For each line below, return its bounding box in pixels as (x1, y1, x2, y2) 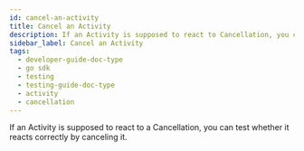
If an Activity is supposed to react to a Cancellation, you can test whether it (9, 122, 290, 133)
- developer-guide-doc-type (17, 55, 124, 64)
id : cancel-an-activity (9, 13, 100, 23)
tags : (9, 47, 30, 56)
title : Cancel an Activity (9, 22, 111, 31)
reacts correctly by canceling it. (9, 132, 128, 143)
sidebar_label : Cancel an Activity (9, 38, 144, 48)
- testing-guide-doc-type (17, 80, 116, 90)
